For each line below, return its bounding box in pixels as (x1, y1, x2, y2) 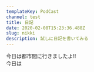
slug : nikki (6, 30, 35, 36)
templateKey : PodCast (6, 8, 59, 15)
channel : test (6, 14, 41, 20)
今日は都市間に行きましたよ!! (6, 53, 76, 59)
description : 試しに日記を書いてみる (6, 36, 89, 42)
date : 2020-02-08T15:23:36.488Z (6, 25, 85, 31)
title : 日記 (6, 19, 33, 25)
